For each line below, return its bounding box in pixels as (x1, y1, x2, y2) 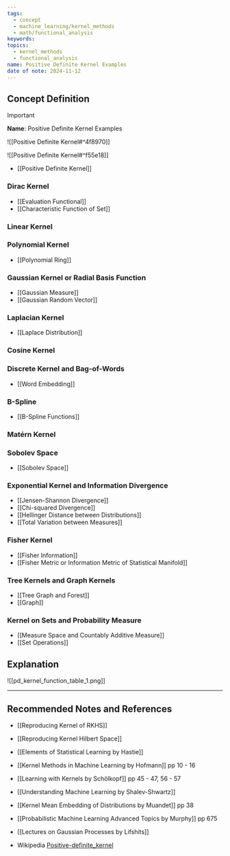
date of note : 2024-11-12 (7, 67, 81, 74)
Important (7, 111, 35, 120)
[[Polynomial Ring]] (16, 256, 72, 264)
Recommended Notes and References (7, 703, 172, 714)
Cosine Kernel (7, 346, 55, 355)
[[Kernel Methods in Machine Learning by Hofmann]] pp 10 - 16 (16, 761, 196, 769)
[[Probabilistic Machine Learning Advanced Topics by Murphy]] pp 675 (16, 814, 218, 822)
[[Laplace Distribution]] (16, 328, 83, 337)
